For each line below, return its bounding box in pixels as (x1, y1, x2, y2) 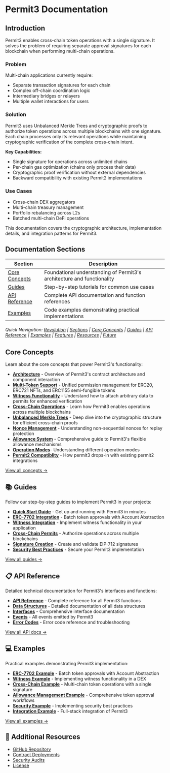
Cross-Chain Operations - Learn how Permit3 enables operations (12, 404, 151, 410)
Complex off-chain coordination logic (12, 87, 91, 94)
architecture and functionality (44, 275, 114, 282)
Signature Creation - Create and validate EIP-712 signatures (12, 541, 138, 547)
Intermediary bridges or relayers (12, 93, 80, 99)
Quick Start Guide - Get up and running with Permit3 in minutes (12, 509, 146, 515)
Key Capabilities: (5, 148, 42, 154)
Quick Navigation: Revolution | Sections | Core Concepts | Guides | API (5, 327, 153, 333)
